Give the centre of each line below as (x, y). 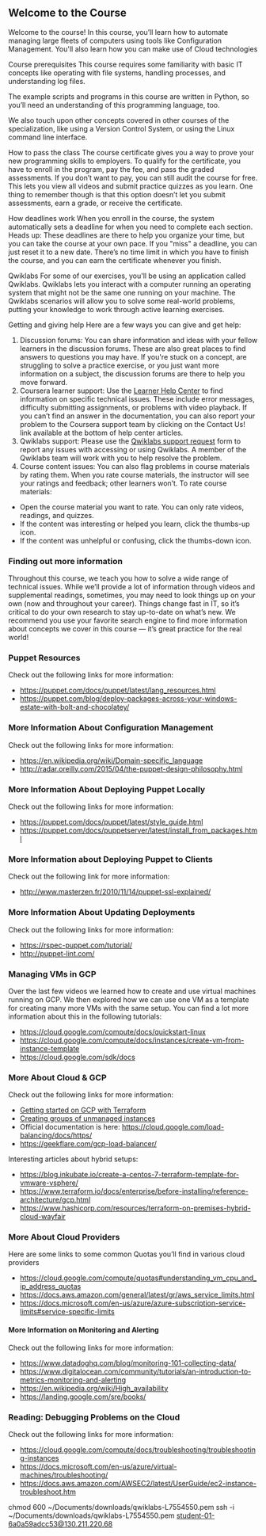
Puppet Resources (44, 658)
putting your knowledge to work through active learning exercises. (116, 309)
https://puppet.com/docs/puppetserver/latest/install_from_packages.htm (139, 830)
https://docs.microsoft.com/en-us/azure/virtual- (98, 1466)
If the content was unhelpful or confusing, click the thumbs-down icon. (135, 540)
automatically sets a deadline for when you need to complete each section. (131, 227)
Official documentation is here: (70, 1127)
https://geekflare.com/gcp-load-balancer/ (88, 1144)
